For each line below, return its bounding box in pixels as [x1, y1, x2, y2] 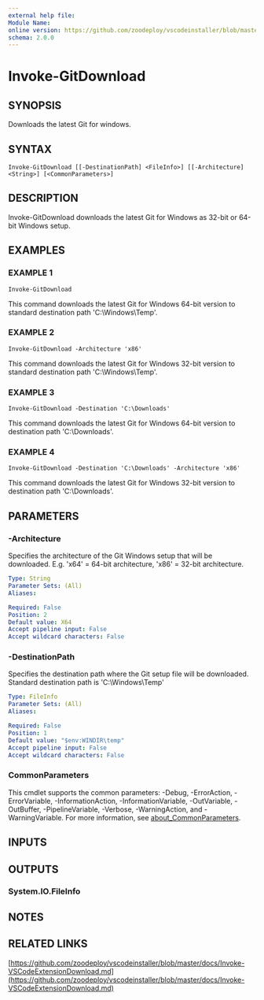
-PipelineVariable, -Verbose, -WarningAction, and [42, 805, 203, 814]
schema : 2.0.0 [8, 33, 55, 42]
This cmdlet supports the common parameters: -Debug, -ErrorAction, [8, 787, 233, 797]
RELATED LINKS [8, 937, 88, 950]
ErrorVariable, [8, 796, 53, 805]
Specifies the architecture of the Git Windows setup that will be [8, 551, 213, 560]
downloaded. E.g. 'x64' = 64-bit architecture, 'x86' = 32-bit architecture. [8, 559, 244, 569]
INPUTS [8, 836, 47, 849]
